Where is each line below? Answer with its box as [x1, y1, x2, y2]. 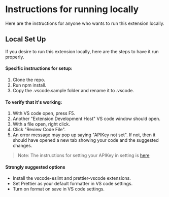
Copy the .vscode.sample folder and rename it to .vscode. [12, 87, 134, 93]
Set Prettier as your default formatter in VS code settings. [12, 181, 133, 187]
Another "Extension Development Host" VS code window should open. [12, 115, 161, 122]
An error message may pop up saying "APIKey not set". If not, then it [12, 132, 156, 138]
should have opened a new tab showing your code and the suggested [12, 137, 159, 143]
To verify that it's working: [5, 99, 62, 105]
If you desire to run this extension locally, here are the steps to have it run [5, 48, 159, 54]
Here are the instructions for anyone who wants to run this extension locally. [5, 20, 164, 26]
